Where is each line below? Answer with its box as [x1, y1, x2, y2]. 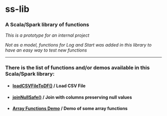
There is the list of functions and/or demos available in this [5, 64, 150, 71]
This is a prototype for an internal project [5, 32, 89, 38]
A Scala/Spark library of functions [5, 21, 89, 28]
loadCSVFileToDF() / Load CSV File [12, 83, 86, 89]
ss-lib [5, 3, 30, 15]
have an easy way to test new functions [5, 47, 87, 53]
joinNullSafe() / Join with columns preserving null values [12, 94, 132, 100]
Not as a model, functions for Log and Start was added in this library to [5, 42, 152, 48]
